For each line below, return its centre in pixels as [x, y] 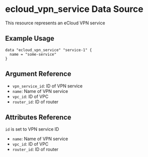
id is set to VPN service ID [32, 129]
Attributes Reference [38, 117]
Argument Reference [38, 74]
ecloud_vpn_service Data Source [74, 9]
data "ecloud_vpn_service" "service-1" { [49, 50]
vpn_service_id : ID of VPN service [47, 86]
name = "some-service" [33, 54]
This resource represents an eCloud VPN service [55, 23]
